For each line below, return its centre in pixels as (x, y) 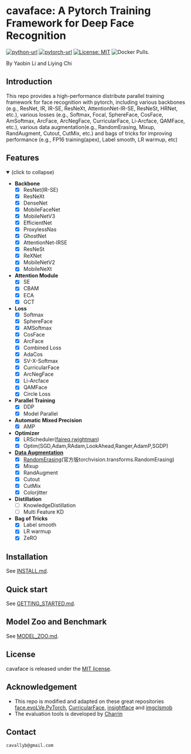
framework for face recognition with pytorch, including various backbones (96, 102)
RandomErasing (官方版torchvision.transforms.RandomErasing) (99, 459)
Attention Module (36, 276)
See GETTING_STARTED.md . (41, 604)
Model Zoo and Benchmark (57, 622)
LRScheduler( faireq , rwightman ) (61, 439)
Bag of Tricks (31, 519)
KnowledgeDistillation (50, 505)
